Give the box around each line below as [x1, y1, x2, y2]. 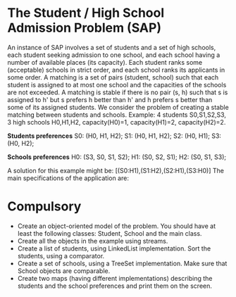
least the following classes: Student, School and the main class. [17, 229, 202, 237]
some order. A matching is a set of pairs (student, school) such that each [7, 72, 219, 82]
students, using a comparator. [17, 251, 105, 260]
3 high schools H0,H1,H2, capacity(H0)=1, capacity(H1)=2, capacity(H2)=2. [7, 118, 226, 126]
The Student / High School [7, 5, 165, 21]
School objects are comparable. [17, 266, 111, 275]
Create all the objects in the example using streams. [17, 236, 168, 245]
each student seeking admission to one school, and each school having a [7, 51, 221, 59]
